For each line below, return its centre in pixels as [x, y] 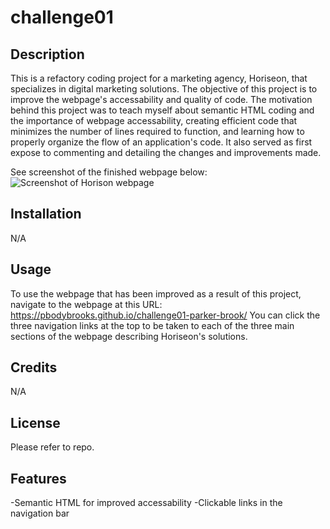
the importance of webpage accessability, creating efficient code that [154, 120]
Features [38, 478]
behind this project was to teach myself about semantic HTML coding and [162, 110]
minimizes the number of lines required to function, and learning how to [157, 131]
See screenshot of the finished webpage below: [109, 172]
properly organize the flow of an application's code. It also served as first [161, 142]
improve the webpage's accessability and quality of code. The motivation [161, 99]
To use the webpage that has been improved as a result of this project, [156, 293]
